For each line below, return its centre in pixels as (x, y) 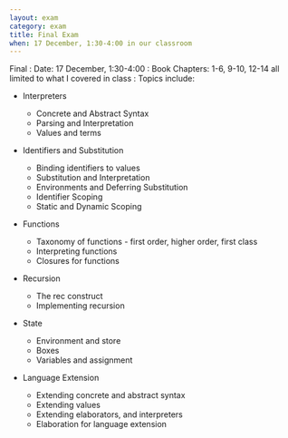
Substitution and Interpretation (93, 178)
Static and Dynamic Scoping (89, 207)
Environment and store (78, 341)
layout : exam (34, 18)
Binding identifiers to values (88, 168)
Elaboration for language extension (101, 424)
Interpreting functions (77, 251)
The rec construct (69, 297)
